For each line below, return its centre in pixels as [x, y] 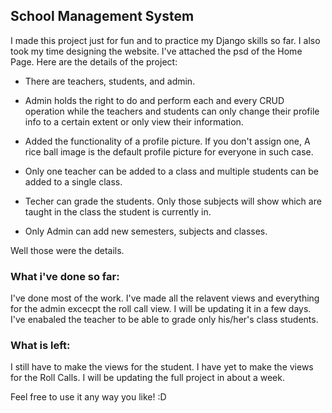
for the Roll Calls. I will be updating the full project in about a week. [147, 378]
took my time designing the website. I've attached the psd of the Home [156, 51]
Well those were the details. [67, 250]
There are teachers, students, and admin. [110, 81]
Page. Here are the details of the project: [94, 61]
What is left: [40, 346]
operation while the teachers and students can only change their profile [172, 111]
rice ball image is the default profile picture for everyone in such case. [169, 151]
